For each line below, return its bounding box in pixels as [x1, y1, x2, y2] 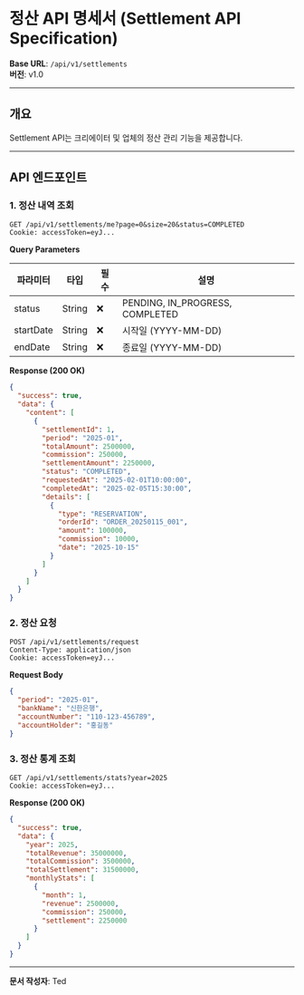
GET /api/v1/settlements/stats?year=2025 [9, 774, 168, 783]
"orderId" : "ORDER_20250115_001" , [57, 517, 188, 526]
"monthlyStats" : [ [25, 874, 95, 884]
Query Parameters [9, 244, 81, 255]
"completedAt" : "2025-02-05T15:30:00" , [42, 484, 193, 493]
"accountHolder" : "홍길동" [17, 720, 114, 729]
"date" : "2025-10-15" [57, 543, 140, 553]
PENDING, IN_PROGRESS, [121, 296, 233, 309]
